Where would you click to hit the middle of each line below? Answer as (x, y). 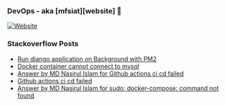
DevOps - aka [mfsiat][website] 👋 (64, 11)
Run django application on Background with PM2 (87, 59)
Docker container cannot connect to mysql (78, 66)
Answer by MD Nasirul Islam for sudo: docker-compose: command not (118, 88)
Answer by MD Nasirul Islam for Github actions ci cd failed (101, 73)
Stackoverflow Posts (43, 44)
